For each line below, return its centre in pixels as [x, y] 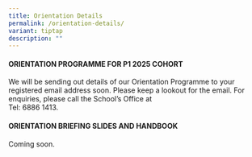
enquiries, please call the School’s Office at [80, 99]
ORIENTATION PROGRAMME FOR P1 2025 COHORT [96, 64]
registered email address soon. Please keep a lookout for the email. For [126, 90]
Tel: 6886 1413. [34, 107]
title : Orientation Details [56, 16]
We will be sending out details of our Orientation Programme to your [122, 82]
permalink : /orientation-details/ [67, 23]
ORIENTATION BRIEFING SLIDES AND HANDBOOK [93, 126]
